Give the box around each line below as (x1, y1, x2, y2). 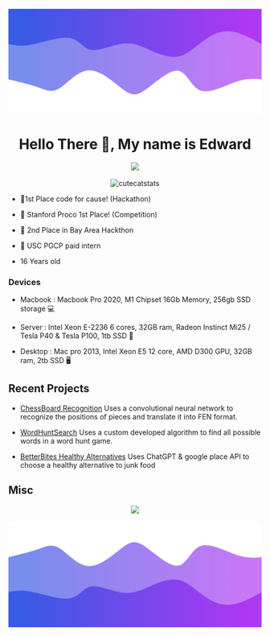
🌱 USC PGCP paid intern (19, 241, 101, 250)
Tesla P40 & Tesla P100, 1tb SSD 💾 (19, 331, 134, 341)
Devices (8, 276, 42, 287)
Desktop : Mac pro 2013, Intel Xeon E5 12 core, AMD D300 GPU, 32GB (19, 346, 253, 356)
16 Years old (19, 256, 61, 266)
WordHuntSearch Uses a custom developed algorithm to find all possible (19, 427, 261, 437)
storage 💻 (19, 304, 55, 313)
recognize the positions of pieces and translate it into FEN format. (19, 411, 238, 421)
